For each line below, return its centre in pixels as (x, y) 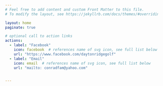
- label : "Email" (27, 59)
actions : (14, 41)
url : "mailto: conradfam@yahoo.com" (51, 68)
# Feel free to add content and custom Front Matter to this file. (75, 9)
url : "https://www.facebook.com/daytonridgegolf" (65, 54)
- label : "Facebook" (30, 45)
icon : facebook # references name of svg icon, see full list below (86, 50)
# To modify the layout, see (34, 14)
